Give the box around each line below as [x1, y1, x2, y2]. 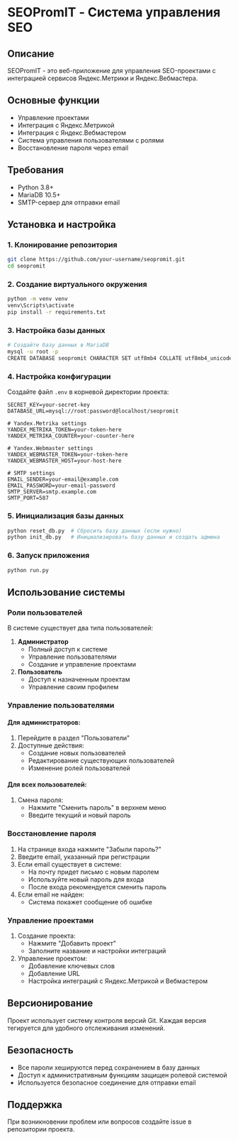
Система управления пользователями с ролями [17, 136, 164, 144]
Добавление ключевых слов [28, 962, 115, 970]
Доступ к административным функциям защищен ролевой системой [17, 1070, 228, 1079]
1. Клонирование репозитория [7, 239, 118, 249]
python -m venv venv [7, 295, 69, 302]
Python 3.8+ [17, 182, 55, 192]
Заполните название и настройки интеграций [28, 947, 166, 955]
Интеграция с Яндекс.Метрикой [17, 121, 115, 129]
